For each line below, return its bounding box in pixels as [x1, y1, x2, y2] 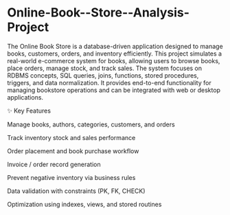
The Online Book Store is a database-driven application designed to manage [7, 42, 223, 50]
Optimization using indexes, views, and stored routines [7, 200, 162, 208]
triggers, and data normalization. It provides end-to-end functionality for [7, 78, 211, 87]
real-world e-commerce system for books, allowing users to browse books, [7, 56, 220, 65]
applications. [7, 93, 43, 101]
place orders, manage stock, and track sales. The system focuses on [7, 64, 203, 72]
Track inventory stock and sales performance [7, 133, 136, 142]
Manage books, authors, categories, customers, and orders [7, 120, 175, 128]
